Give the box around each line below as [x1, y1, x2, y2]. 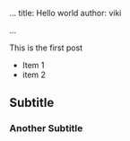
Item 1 [22, 60, 45, 70]
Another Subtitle [9, 122, 83, 135]
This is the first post [9, 42, 83, 53]
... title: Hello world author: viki [9, 8, 122, 18]
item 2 [22, 69, 47, 80]
